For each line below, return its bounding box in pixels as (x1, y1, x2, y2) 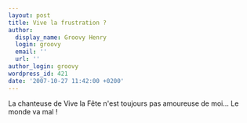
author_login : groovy (8, 63, 79, 71)
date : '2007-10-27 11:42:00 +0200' (8, 77, 125, 85)
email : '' (15, 48, 47, 56)
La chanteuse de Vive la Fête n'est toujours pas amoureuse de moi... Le (8, 99, 239, 108)
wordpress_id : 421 (8, 70, 68, 78)
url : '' (15, 56, 41, 63)
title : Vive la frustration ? (8, 19, 107, 27)
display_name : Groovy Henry (15, 33, 107, 42)
